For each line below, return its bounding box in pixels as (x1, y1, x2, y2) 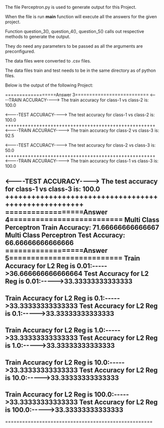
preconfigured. (5, 49, 35, 54)
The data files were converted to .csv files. (5, 58, 92, 63)
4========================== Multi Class (5, 216, 160, 224)
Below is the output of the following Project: (5, 82, 94, 88)
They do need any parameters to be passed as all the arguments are (5, 43, 143, 49)
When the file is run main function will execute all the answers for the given (5, 14, 157, 19)
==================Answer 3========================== (5, 92, 149, 97)
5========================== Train (5, 254, 141, 263)
